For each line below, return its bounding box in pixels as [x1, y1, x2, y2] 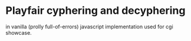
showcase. [5, 29, 32, 36]
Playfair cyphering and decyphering [5, 4, 186, 17]
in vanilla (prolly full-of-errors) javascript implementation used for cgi [5, 23, 173, 30]
